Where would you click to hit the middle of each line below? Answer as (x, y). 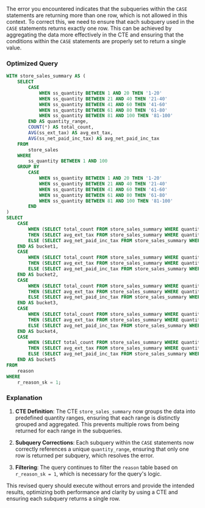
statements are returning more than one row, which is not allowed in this (97, 15)
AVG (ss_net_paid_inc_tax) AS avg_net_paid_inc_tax (94, 138)
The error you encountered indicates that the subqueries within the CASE (97, 9)
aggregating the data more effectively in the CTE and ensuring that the (95, 35)
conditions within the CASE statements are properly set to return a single (96, 41)
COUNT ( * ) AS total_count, (61, 127)
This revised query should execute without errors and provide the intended (100, 485)
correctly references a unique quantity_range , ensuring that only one (102, 449)
